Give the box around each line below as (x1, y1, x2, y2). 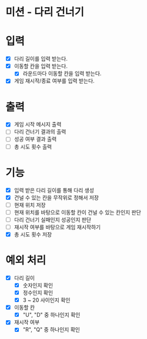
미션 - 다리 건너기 (5, 5, 85, 19)
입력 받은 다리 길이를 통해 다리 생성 (14, 186, 95, 193)
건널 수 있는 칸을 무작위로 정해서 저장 (14, 194, 99, 201)
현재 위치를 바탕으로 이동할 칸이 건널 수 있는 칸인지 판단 (14, 209, 142, 216)
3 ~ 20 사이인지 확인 (22, 297, 71, 304)
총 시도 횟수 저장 (14, 231, 52, 238)
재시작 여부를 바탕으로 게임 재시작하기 (14, 223, 101, 231)
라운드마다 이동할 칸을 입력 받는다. (22, 70, 102, 77)
